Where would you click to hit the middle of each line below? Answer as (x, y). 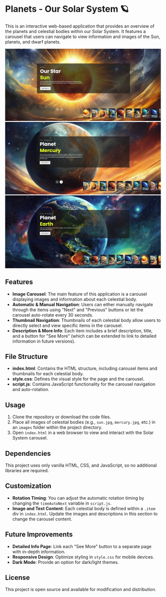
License (18, 577)
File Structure (26, 356)
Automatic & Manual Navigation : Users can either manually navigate (83, 304)
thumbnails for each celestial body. (48, 374)
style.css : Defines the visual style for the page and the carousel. (78, 379)
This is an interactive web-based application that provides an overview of (80, 26)
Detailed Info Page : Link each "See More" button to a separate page (82, 546)
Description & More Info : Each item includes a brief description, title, (82, 330)
